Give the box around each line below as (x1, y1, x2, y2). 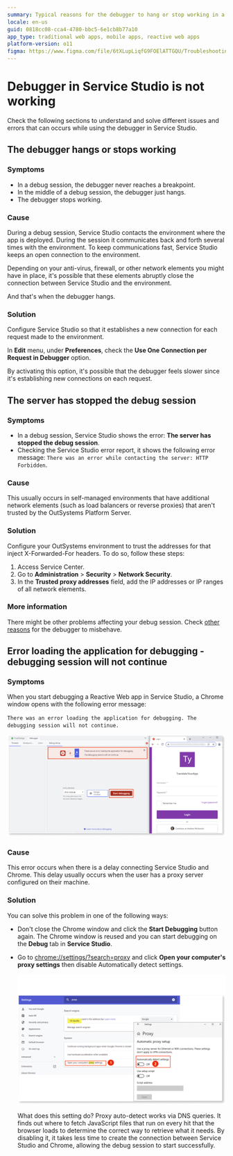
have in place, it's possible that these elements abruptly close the (7, 271, 194, 279)
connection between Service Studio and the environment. (7, 279, 172, 287)
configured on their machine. (7, 878, 90, 886)
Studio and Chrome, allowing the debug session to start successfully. (17, 1141, 216, 1150)
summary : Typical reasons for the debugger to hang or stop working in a (7, 11, 225, 18)
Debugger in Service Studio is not (7, 79, 205, 94)
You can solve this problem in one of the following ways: (7, 911, 169, 920)
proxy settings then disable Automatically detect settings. (17, 960, 184, 968)
